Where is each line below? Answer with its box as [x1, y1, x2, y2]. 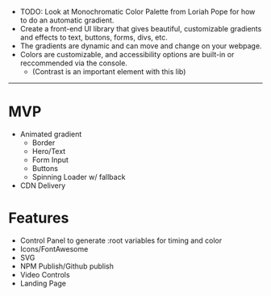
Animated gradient [19, 129, 82, 139]
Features [8, 209, 69, 227]
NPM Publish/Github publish [19, 261, 115, 271]
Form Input [31, 155, 69, 165]
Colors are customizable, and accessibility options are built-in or [19, 50, 235, 59]
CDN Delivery [19, 181, 66, 190]
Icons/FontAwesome [19, 244, 89, 253]
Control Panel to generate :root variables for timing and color [19, 236, 223, 245]
